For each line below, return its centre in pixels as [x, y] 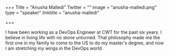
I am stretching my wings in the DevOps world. [54, 48]
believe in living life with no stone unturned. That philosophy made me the [83, 38]
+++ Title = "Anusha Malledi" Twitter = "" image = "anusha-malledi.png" [81, 7]
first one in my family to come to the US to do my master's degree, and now [84, 43]
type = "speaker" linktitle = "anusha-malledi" [52, 13]
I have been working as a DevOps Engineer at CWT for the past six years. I [83, 32]
